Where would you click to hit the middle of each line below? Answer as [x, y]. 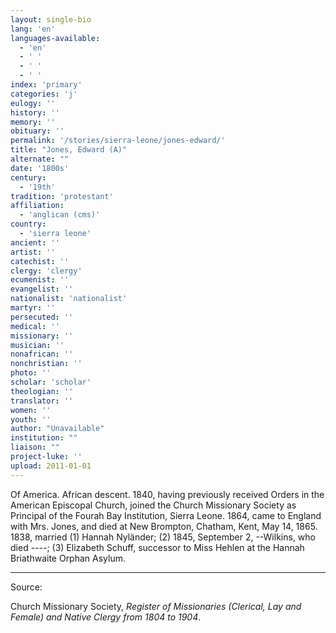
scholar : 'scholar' [51, 382]
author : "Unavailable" [57, 429]
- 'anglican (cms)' [60, 215]
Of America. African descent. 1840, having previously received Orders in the [167, 494]
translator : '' [42, 401]
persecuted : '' [42, 317]
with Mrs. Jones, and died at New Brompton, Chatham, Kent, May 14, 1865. [164, 526]
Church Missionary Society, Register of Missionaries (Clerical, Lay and [156, 606]
